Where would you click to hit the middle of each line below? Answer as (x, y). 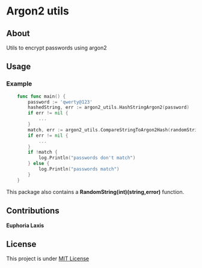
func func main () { (41, 96)
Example (19, 84)
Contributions (33, 211)
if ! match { (43, 152)
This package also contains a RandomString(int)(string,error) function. (95, 192)
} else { (39, 164)
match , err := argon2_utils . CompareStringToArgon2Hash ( (99, 130)
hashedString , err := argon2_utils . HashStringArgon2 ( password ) (109, 108)
